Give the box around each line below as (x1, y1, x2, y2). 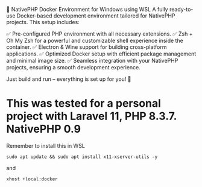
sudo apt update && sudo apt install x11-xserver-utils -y (6, 154, 158, 160)
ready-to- (169, 6, 194, 13)
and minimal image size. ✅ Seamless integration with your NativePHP (6, 57, 178, 64)
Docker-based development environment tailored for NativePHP (16, 12, 175, 19)
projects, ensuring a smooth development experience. (6, 64, 140, 71)
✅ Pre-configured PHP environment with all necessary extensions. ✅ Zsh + (6, 30, 193, 37)
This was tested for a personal (6, 97, 162, 110)
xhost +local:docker (6, 176, 58, 182)
